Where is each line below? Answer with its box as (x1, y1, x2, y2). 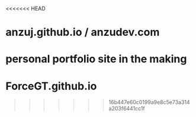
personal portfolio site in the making (5, 52, 187, 66)
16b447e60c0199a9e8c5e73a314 (108, 99, 190, 106)
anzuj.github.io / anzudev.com (5, 26, 160, 39)
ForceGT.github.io (5, 79, 97, 93)
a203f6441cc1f (108, 105, 146, 112)
